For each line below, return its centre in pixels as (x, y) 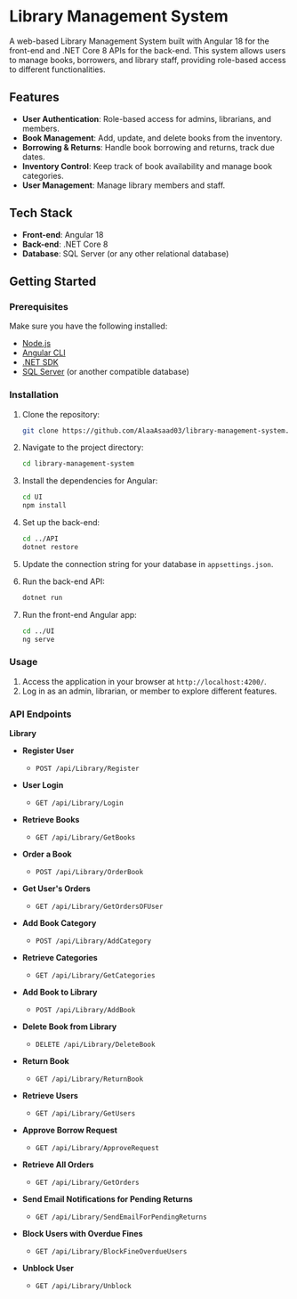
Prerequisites (39, 306)
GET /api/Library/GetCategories (95, 976)
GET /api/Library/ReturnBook (89, 1079)
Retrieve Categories (60, 958)
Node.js (36, 344)
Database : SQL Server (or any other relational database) (125, 253)
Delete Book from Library (69, 1027)
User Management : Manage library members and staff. (124, 185)
